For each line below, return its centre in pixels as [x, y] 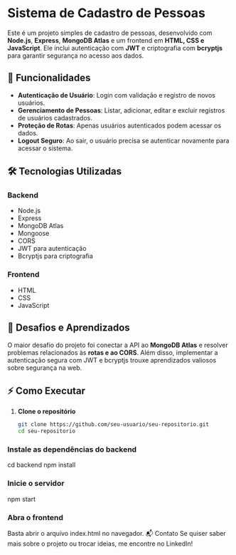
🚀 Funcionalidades [49, 78]
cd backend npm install [42, 465]
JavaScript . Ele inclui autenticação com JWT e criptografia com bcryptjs [115, 48]
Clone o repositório [47, 412]
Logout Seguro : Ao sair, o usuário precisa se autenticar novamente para [123, 140]
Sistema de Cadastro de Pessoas [107, 13]
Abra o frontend [36, 517]
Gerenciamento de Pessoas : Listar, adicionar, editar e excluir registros [121, 110]
